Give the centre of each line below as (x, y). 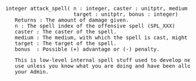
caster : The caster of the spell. (66, 32)
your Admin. (32, 72)
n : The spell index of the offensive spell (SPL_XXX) (95, 26)
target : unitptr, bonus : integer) (126, 14)
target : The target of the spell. (66, 43)
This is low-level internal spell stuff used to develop (98, 60)
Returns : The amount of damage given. (72, 20)
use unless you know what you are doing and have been (95, 66)
